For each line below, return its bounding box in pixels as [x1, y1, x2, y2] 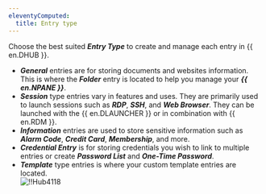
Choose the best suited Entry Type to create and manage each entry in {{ [8, 41, 253, 51]
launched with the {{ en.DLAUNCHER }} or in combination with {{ [19, 108, 235, 118]
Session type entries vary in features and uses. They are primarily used [19, 91, 259, 101]
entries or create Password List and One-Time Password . [19, 151, 214, 161]
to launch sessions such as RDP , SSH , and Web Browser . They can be [19, 100, 256, 109]
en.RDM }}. [19, 117, 57, 126]
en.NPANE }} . [19, 82, 67, 93]
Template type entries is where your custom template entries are [19, 159, 236, 169]
